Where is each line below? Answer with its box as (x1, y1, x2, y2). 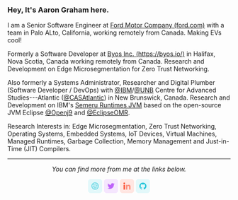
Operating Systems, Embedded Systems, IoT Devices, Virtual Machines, (7, 129, 217, 139)
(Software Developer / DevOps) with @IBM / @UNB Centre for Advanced (7, 86, 217, 95)
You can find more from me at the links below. (52, 165, 186, 174)
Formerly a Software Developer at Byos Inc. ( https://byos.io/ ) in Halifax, (7, 49, 216, 58)
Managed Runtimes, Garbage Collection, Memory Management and (7, 137, 205, 146)
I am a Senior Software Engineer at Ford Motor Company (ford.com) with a (7, 21, 225, 30)
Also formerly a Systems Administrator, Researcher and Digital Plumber (7, 78, 215, 87)
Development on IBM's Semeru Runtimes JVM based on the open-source (7, 101, 222, 110)
